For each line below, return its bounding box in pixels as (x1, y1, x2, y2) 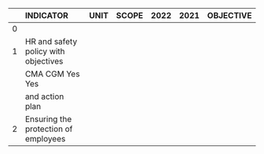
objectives (24, 56, 64, 66)
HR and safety (24, 36, 78, 46)
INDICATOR (24, 10, 69, 20)
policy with (24, 46, 65, 57)
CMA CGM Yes (24, 68, 80, 79)
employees (24, 134, 66, 144)
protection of (24, 123, 73, 134)
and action (24, 91, 64, 101)
